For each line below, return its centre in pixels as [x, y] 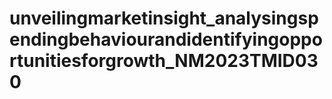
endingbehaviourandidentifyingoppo [166, 39]
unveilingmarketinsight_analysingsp [164, 18]
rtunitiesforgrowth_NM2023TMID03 [164, 61]
